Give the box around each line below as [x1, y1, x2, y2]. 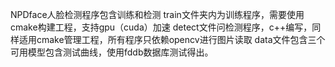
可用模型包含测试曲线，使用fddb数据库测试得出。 [10, 46, 214, 58]
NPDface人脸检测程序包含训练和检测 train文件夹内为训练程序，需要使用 [10, 9, 305, 20]
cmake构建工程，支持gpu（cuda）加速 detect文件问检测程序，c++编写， [10, 21, 313, 33]
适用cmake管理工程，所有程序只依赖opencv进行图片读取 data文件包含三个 [18, 34, 326, 45]
